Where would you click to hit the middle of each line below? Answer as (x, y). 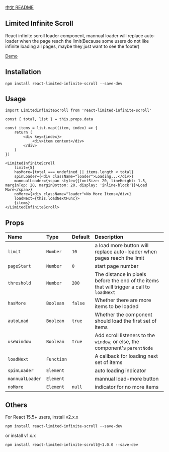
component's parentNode (124, 348)
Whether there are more (123, 300)
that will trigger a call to (122, 287)
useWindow (19, 342)
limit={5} (25, 168)
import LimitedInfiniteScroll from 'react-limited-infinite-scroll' (78, 110)
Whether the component (123, 315)
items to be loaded (117, 307)
